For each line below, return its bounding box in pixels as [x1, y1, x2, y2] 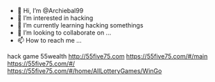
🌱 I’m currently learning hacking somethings [17, 21, 144, 29]
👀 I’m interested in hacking [17, 14, 94, 22]
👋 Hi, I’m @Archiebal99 [17, 7, 84, 14]
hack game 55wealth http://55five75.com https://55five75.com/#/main [7, 52, 208, 60]
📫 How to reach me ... [17, 37, 82, 44]
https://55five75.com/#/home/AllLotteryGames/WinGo [7, 67, 162, 75]
